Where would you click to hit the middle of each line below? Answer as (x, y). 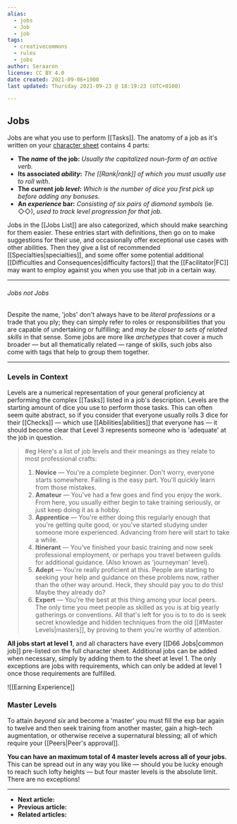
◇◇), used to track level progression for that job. (90, 212)
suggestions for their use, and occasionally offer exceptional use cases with (118, 240)
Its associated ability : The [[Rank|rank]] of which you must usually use (122, 174)
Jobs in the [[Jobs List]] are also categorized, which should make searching (117, 225)
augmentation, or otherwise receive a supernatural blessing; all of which (112, 735)
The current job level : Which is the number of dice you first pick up (116, 189)
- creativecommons (41, 47)
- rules (25, 54)
